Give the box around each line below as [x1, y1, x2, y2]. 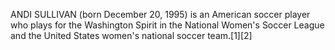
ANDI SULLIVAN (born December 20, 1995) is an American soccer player [10, 9, 311, 20]
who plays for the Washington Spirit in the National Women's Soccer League [10, 19, 325, 31]
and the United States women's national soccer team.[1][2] [10, 30, 253, 41]
